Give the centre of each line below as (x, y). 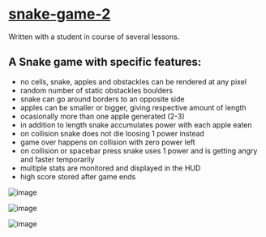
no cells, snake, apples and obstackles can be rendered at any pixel (133, 81)
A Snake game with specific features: (105, 62)
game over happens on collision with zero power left (108, 142)
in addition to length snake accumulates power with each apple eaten (136, 125)
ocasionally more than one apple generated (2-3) (102, 116)
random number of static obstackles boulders (96, 90)
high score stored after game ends (78, 176)
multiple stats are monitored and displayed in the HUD (110, 168)
